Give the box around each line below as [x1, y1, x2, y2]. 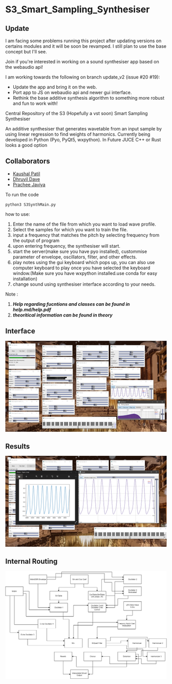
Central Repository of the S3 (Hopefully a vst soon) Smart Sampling [5, 110, 148, 116]
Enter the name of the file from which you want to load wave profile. [12, 221, 156, 227]
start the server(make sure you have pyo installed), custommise [12, 248, 147, 254]
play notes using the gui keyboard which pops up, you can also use [12, 259, 155, 265]
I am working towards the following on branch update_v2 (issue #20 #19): [5, 74, 160, 80]
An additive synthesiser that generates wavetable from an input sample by [5, 126, 162, 132]
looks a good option [5, 142, 48, 148]
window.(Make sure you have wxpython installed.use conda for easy [12, 270, 158, 276]
